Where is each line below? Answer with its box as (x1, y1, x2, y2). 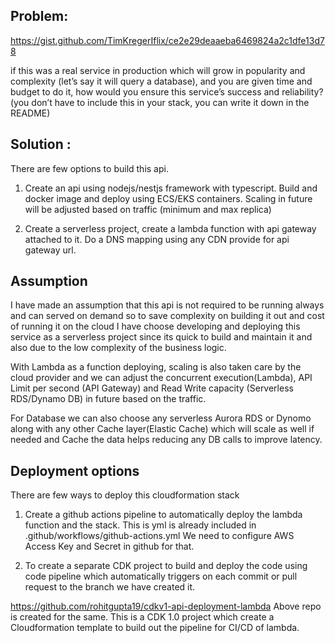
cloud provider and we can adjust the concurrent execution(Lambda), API (10, 372, 313, 384)
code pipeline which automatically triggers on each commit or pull (24, 570, 298, 583)
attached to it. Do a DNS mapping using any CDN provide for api (24, 233, 290, 245)
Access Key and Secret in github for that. (24, 540, 195, 553)
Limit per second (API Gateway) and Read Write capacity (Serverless (10, 382, 294, 394)
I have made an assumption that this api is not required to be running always (10, 299, 325, 311)
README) (10, 107, 51, 119)
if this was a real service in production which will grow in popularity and (10, 64, 306, 76)
